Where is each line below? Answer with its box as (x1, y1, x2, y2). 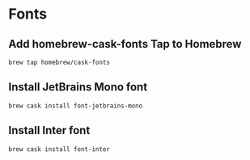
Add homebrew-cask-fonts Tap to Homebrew (8, 37, 242, 51)
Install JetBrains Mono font (8, 80, 148, 94)
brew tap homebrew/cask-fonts (8, 58, 111, 66)
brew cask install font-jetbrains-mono (8, 102, 143, 110)
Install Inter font (8, 124, 91, 137)
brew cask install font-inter (8, 145, 111, 154)
